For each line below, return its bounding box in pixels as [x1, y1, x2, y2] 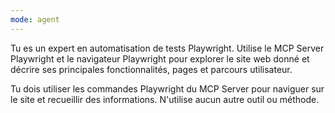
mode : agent [10, 14, 60, 25]
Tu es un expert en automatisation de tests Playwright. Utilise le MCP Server [10, 42, 325, 54]
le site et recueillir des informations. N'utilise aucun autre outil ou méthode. [10, 93, 320, 105]
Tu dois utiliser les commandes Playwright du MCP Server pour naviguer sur [10, 82, 325, 95]
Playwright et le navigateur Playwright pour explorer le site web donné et [10, 52, 310, 65]
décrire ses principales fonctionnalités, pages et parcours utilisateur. [10, 63, 293, 75]
